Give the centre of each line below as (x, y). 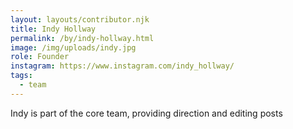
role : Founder (40, 57)
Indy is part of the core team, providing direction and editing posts (146, 113)
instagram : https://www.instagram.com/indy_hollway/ (122, 66)
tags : (21, 76)
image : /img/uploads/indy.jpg (73, 47)
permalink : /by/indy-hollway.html (82, 38)
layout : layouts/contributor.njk (80, 19)
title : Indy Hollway (53, 29)
